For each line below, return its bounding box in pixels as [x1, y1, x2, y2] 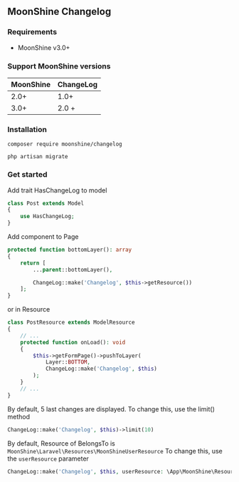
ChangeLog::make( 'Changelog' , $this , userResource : [7, 468, 164, 475]
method [7, 412, 31, 421]
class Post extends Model [7, 200, 84, 207]
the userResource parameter [7, 454, 89, 463]
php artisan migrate [7, 153, 69, 160]
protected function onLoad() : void [20, 339, 126, 346]
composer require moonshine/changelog [7, 140, 122, 148]
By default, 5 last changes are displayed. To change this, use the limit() [7, 404, 216, 413]
